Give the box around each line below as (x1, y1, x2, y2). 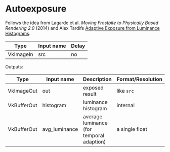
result (82, 90, 97, 97)
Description (82, 75, 112, 83)
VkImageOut (8, 87, 38, 94)
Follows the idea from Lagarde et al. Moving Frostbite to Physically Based (5, 20, 158, 26)
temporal (82, 132, 105, 139)
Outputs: (5, 63, 24, 69)
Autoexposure (5, 3, 67, 15)
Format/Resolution (116, 75, 163, 83)
